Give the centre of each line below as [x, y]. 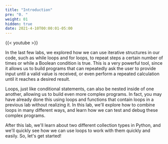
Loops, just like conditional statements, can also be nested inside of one [80, 89]
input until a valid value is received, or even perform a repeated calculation [82, 74]
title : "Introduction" [29, 10]
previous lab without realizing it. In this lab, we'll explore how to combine [80, 105]
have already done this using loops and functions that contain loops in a [79, 100]
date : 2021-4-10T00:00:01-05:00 [39, 29]
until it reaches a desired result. [38, 79]
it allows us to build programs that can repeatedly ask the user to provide [81, 69]
